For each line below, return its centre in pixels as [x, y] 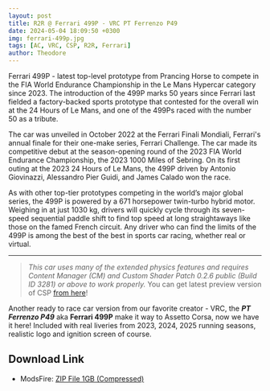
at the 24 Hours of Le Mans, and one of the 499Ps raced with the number [130, 110]
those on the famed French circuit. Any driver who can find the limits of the [133, 227]
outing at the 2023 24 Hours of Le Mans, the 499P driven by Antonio [122, 169]
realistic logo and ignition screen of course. [80, 334]
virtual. [20, 244]
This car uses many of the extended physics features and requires [138, 267]
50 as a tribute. [33, 119]
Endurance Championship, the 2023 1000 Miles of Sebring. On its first [125, 160]
